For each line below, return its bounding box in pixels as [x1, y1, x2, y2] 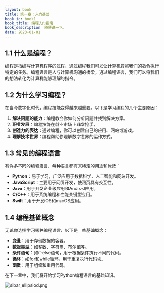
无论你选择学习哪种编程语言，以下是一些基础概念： [5, 228, 108, 233]
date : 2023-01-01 [5, 30, 41, 35]
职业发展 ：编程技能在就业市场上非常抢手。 [12, 121, 98, 127]
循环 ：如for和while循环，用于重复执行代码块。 [12, 256, 106, 262]
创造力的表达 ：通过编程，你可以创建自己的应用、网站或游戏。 [12, 127, 137, 133]
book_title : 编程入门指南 [5, 21, 54, 26]
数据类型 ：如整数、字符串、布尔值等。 [12, 244, 89, 250]
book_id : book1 [5, 16, 36, 21]
